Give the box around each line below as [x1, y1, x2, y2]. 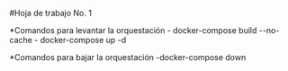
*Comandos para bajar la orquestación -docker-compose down [9, 52, 247, 62]
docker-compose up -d [40, 35, 127, 45]
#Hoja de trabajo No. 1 [9, 8, 93, 18]
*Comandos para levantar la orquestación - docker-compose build [9, 25, 257, 35]
